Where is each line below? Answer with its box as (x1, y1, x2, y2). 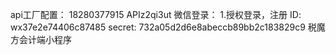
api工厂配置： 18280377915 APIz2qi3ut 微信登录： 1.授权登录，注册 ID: (10, 9, 302, 20)
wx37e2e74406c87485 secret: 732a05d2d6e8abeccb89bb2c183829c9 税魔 (10, 21, 326, 33)
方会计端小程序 (10, 34, 72, 45)
